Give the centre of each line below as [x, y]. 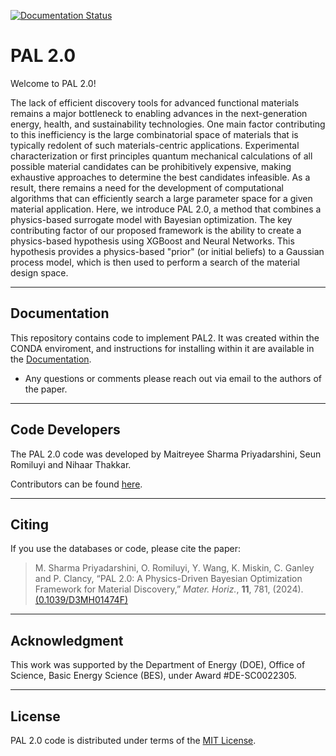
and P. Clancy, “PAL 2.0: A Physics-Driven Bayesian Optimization [168, 579]
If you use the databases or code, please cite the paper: [126, 549]
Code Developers [65, 430]
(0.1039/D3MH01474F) [81, 600]
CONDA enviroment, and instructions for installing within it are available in [162, 348]
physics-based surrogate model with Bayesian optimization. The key [151, 219]
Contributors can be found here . [76, 484]
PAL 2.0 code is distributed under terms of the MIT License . [133, 740]
